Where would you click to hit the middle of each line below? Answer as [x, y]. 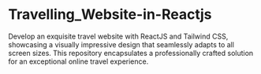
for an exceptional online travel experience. [78, 61]
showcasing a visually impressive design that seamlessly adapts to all [121, 44]
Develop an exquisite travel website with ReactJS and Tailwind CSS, [118, 36]
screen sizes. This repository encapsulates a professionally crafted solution [131, 53]
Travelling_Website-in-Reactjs [110, 15]
